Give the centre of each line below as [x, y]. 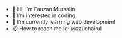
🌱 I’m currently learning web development [64, 22]
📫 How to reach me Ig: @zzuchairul [57, 28]
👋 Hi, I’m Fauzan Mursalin [43, 9]
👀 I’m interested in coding [44, 15]
